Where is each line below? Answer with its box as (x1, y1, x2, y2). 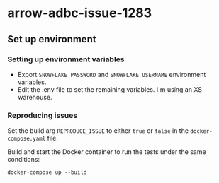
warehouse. (17, 93, 52, 101)
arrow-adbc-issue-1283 (7, 5, 152, 21)
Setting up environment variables (7, 54, 125, 64)
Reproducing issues (7, 110, 78, 120)
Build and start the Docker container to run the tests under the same (7, 148, 207, 156)
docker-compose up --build (7, 169, 87, 176)
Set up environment (7, 33, 97, 45)
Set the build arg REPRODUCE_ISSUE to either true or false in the (7, 126, 189, 135)
